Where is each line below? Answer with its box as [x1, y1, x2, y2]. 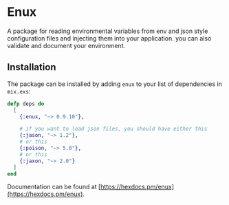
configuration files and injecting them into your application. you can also [7, 34, 212, 42]
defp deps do [7, 100, 45, 107]
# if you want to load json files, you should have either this [19, 125, 208, 133]
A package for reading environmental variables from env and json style [7, 27, 208, 35]
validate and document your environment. [7, 41, 126, 50]
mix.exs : [7, 87, 31, 95]
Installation [7, 61, 56, 73]
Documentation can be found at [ [7, 183, 101, 191]
